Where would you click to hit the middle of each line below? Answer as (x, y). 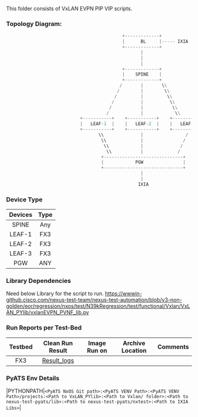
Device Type (24, 199)
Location (134, 350)
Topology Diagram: (34, 24)
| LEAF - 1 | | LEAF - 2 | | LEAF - (137, 124)
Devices (21, 215)
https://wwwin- (124, 294)
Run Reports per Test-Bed (44, 328)
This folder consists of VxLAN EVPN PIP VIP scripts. (69, 9)
